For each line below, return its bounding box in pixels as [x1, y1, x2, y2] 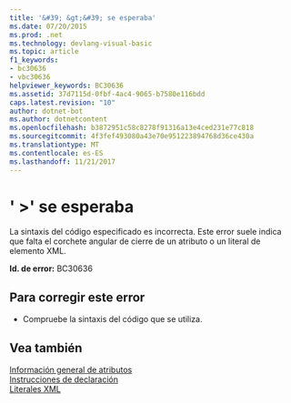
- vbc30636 [9, 73, 51, 82]
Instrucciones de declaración [9, 374, 118, 385]
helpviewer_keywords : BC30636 [9, 81, 125, 90]
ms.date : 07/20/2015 [9, 22, 88, 31]
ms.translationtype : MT [9, 140, 100, 149]
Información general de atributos [9, 365, 133, 376]
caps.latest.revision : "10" [9, 97, 116, 107]
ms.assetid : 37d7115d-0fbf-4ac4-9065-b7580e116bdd [9, 89, 206, 98]
